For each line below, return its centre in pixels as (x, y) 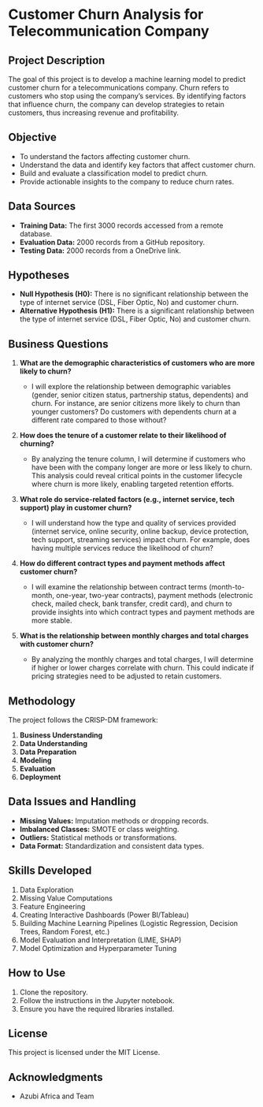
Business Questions (58, 344)
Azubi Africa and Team (57, 1096)
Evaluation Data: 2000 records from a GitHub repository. (112, 242)
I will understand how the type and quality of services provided (133, 523)
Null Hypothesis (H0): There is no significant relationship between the (134, 294)
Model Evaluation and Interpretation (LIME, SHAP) (100, 940)
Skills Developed (50, 871)
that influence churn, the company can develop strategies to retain (116, 104)
